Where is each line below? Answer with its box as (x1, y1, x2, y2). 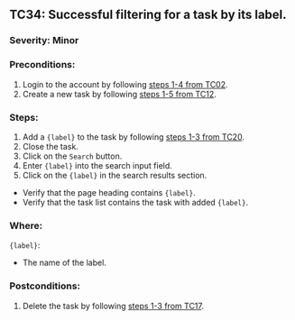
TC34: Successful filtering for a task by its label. (9, 7, 287, 23)
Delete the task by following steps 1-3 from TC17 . (22, 300, 205, 311)
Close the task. (22, 141, 78, 151)
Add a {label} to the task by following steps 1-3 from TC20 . (22, 131, 245, 142)
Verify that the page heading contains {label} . (22, 187, 196, 197)
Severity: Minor (9, 34, 79, 47)
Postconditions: (9, 279, 81, 292)
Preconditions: (9, 59, 76, 71)
